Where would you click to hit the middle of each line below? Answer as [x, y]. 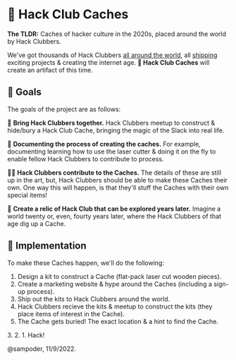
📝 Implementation [47, 246]
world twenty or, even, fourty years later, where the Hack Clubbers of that [114, 216]
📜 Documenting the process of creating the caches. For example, [104, 144]
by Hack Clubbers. [34, 41]
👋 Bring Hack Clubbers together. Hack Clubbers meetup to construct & [111, 123]
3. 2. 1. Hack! [26, 335]
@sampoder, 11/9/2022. [42, 349]
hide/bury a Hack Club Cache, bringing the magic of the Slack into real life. [116, 130]
